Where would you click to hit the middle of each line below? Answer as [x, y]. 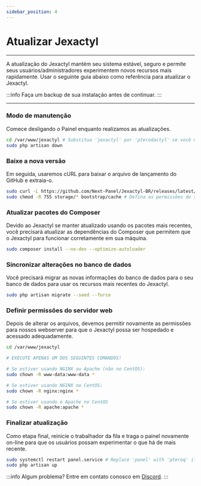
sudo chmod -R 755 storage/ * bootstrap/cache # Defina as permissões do [99, 197]
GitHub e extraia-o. [30, 180]
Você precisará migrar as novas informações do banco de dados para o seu [100, 278]
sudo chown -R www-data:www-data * [51, 374]
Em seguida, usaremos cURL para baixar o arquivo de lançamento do [92, 174]
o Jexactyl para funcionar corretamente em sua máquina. [77, 238]
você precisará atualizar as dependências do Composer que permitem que [98, 231]
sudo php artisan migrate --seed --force [59, 295]
